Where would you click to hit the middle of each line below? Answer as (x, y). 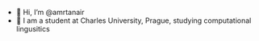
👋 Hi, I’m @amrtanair (50, 12)
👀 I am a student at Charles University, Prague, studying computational (134, 20)
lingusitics (33, 29)
